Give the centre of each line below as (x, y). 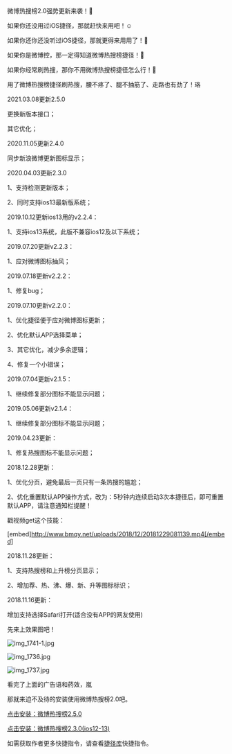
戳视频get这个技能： (36, 520)
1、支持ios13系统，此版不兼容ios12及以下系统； (74, 232)
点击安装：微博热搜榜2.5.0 (45, 714)
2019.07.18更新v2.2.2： (40, 276)
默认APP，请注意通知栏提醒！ (49, 506)
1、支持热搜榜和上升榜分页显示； (54, 570)
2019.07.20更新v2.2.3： (41, 246)
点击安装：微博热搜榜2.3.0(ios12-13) (59, 728)
